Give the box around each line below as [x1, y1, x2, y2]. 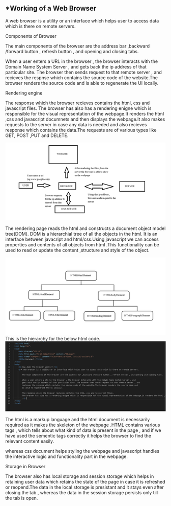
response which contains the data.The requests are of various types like [5, 127, 157, 133]
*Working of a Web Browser [5, 4, 97, 13]
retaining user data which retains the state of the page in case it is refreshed [5, 478, 165, 485]
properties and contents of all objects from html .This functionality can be [5, 241, 159, 247]
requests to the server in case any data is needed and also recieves [5, 121, 147, 127]
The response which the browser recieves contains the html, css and [5, 100, 150, 106]
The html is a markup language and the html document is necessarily [5, 416, 150, 422]
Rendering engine [5, 89, 43, 96]
